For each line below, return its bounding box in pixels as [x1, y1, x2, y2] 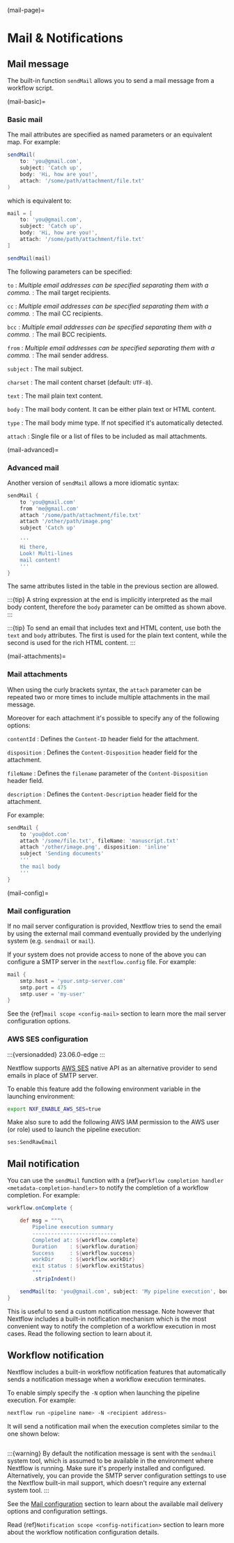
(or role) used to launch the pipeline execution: [7, 1125, 141, 1134]
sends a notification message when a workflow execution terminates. [7, 1375, 206, 1383]
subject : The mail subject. [7, 364, 84, 373]
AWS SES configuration [7, 1034, 88, 1044]
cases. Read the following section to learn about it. [7, 1329, 153, 1337]
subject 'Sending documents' [19, 850, 104, 858]
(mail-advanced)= [7, 445, 59, 453]
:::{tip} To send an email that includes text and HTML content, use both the [7, 623, 221, 633]
